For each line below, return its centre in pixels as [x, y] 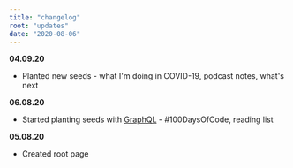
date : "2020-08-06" [45, 34]
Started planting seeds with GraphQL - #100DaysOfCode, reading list [147, 119]
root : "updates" [39, 26]
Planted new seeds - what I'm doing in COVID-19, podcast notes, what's [153, 76]
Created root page [55, 154]
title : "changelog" [45, 17]
